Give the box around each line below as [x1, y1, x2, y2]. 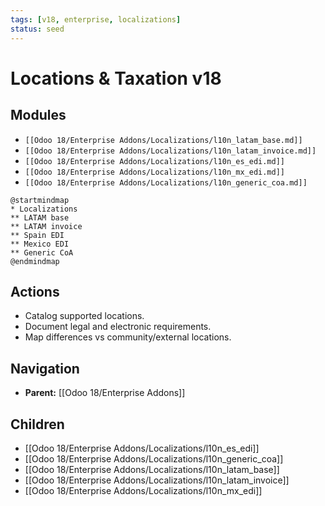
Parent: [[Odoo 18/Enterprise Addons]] [24, 387, 186, 399]
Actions [10, 283, 60, 300]
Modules [10, 107, 67, 124]
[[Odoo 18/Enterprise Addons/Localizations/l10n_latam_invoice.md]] [24, 146, 317, 156]
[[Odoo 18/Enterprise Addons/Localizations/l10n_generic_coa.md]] [24, 177, 308, 188]
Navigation [10, 360, 80, 377]
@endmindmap [10, 256, 60, 266]
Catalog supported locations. [24, 310, 145, 322]
